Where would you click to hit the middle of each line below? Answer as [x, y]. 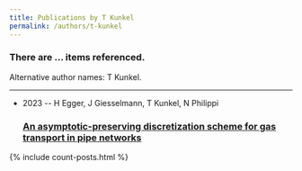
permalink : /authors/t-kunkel [66, 26]
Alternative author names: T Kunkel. [75, 76]
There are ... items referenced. [77, 58]
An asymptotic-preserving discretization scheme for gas [149, 126]
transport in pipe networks [82, 138]
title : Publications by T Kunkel [72, 18]
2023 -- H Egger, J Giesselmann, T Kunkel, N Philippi [120, 103]
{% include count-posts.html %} [69, 157]
